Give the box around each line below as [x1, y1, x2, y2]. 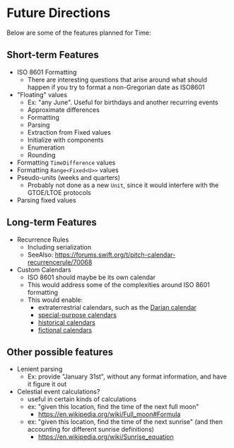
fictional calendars [37, 325, 93, 334]
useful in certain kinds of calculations [27, 395, 137, 403]
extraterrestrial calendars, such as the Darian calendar [37, 303, 197, 311]
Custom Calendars [16, 265, 71, 274]
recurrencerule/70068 [27, 257, 93, 267]
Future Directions [6, 5, 111, 21]
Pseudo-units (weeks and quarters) [16, 173, 121, 181]
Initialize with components [27, 135, 104, 144]
